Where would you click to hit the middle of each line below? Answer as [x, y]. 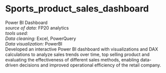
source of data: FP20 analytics [37, 27]
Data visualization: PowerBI [34, 43]
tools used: [17, 33]
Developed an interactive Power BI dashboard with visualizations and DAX [82, 49]
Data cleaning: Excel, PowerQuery [41, 38]
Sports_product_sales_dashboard [77, 9]
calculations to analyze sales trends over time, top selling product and [77, 54]
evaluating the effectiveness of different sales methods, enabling [72, 59]
